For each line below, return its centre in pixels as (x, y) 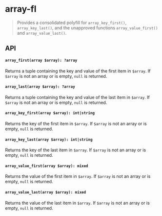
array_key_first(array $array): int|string (50, 113)
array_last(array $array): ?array (40, 87)
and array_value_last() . (42, 33)
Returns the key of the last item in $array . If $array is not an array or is (76, 150)
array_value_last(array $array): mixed (46, 192)
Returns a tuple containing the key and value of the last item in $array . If (78, 97)
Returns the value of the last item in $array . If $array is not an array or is (77, 203)
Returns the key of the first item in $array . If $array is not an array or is (76, 123)
